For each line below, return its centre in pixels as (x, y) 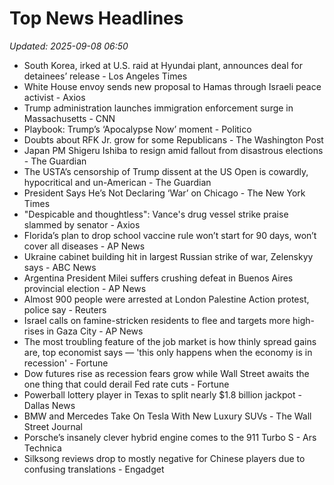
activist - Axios (54, 97)
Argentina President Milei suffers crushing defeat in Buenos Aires (158, 278)
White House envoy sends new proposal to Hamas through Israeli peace (172, 86)
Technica (42, 448)
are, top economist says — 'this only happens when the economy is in (168, 352)
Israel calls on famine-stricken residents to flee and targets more (157, 320)
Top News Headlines (96, 18)
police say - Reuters (65, 309)
